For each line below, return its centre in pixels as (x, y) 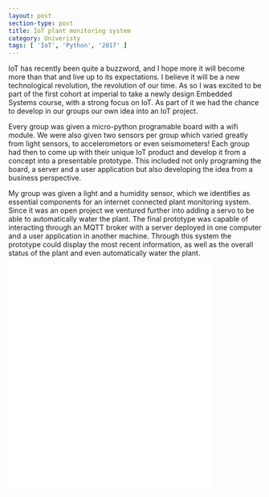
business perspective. (45, 178)
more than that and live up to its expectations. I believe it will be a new (124, 77)
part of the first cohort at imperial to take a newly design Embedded (120, 94)
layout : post (30, 16)
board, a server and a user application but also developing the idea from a (130, 169)
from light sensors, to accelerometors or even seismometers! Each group (129, 144)
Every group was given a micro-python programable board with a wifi (123, 127)
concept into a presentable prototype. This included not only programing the (135, 161)
